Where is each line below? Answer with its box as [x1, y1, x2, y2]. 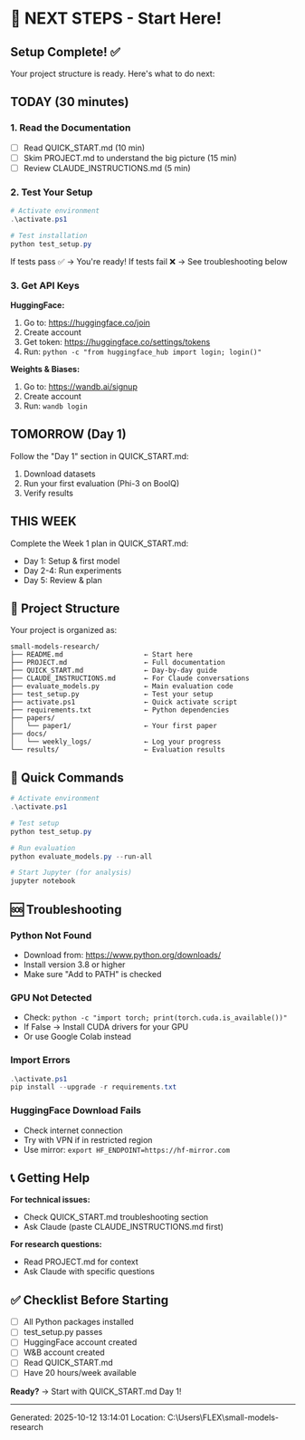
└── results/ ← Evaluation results [10, 745, 225, 754]
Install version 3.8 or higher [23, 959, 126, 970]
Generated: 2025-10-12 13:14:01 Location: [10, 1412, 166, 1423]
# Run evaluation [10, 843, 76, 852]
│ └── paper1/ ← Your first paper [10, 722, 218, 731]
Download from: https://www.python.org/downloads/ [23, 949, 222, 960]
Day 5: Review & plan [23, 574, 102, 585]
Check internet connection [23, 1125, 123, 1136]
